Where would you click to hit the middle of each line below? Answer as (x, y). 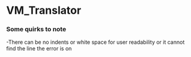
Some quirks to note (36, 29)
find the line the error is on (39, 49)
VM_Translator (44, 10)
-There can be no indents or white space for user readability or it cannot (95, 42)
